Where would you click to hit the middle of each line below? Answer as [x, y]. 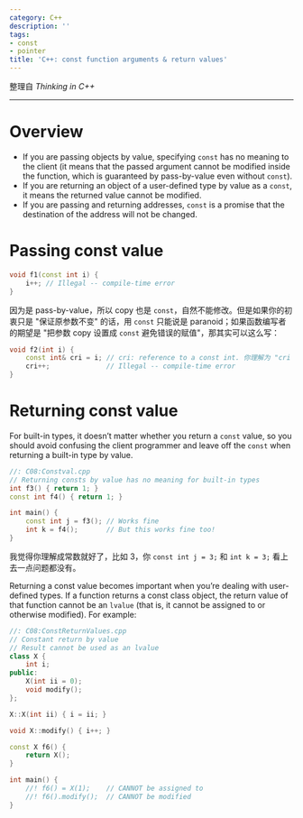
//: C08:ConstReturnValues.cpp [68, 631]
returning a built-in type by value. [71, 455]
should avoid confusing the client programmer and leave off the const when [150, 445]
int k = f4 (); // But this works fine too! [121, 530]
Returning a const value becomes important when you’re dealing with [138, 585]
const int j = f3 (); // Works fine [92, 521]
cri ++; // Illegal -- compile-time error [131, 366]
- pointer [28, 51]
